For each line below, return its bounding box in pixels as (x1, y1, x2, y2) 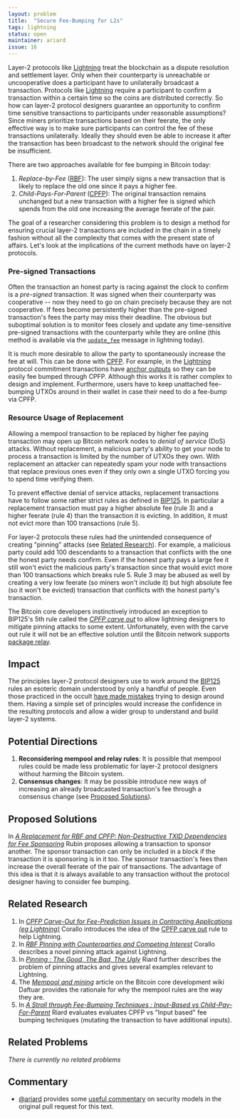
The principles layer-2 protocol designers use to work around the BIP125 (8, 677, 221, 686)
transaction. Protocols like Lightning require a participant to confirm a (8, 86, 212, 94)
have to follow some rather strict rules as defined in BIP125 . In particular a (8, 496, 224, 504)
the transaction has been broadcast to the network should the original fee (8, 139, 224, 147)
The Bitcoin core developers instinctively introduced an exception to (8, 607, 209, 616)
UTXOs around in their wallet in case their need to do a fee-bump (35, 387, 227, 396)
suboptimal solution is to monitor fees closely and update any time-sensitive (8, 320, 231, 329)
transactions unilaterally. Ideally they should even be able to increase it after (8, 131, 231, 140)
